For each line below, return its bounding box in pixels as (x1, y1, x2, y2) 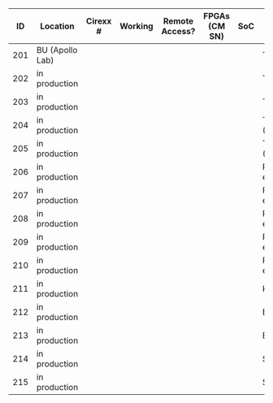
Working (119, 20, 154, 32)
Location (40, 20, 75, 32)
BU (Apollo (36, 45, 78, 55)
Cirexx (85, 15, 112, 27)
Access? (161, 26, 196, 37)
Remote (162, 15, 194, 27)
